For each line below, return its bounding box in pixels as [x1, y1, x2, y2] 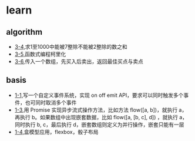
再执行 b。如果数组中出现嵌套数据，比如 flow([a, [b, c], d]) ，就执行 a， [14, 113, 188, 120]
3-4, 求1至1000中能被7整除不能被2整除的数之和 [14, 43, 127, 50]
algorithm [6, 27, 43, 37]
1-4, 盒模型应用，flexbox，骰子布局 [14, 128, 99, 135]
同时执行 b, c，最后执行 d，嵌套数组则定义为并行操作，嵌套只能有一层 [14, 121, 184, 128]
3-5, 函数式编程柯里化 [14, 51, 66, 58]
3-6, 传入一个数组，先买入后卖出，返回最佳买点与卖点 [14, 58, 144, 65]
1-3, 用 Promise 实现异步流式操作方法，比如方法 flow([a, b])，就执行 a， [14, 106, 187, 113]
